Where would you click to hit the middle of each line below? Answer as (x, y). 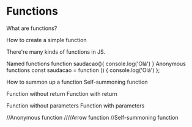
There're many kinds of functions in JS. (56, 52)
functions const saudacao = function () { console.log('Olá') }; (83, 70)
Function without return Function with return (62, 93)
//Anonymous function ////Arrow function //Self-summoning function (92, 117)
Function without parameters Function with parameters (76, 106)
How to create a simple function (46, 40)
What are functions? (32, 28)
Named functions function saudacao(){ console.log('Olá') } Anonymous (96, 64)
